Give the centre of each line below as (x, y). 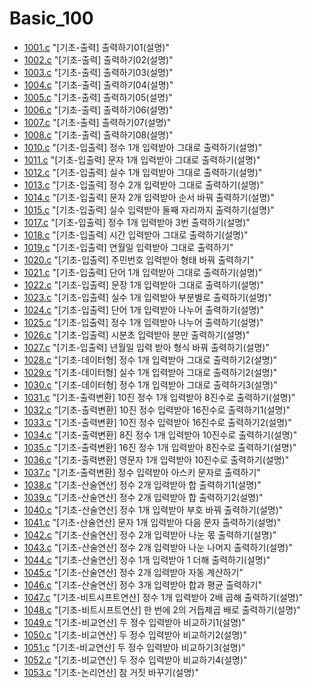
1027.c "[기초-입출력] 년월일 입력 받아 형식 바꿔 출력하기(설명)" (146, 347)
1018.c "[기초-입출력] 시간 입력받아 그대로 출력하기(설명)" (136, 234)
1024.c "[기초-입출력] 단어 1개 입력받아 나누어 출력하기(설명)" (143, 309)
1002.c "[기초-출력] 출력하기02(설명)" (98, 59)
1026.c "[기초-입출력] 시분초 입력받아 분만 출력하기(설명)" (137, 334)
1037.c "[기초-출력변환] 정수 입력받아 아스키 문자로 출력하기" (142, 472)
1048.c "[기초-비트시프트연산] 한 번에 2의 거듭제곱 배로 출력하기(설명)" (162, 609)
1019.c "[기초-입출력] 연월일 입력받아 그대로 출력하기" (128, 247)
